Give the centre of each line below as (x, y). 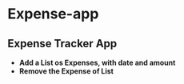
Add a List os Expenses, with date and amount (97, 62)
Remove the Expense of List (66, 71)
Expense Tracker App (62, 44)
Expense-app (53, 14)
